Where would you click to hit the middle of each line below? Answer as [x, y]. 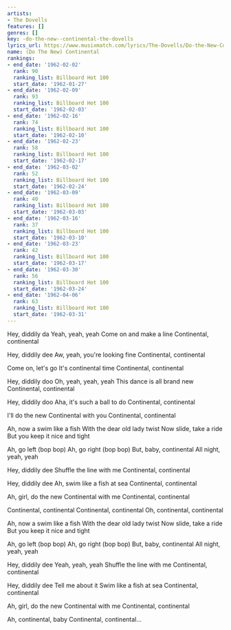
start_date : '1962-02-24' [51, 187]
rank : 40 [26, 199]
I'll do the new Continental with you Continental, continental [92, 415]
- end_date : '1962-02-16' [44, 116]
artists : [20, 13]
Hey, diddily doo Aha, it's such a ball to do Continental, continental [101, 402]
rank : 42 [26, 251]
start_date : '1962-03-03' [51, 212]
